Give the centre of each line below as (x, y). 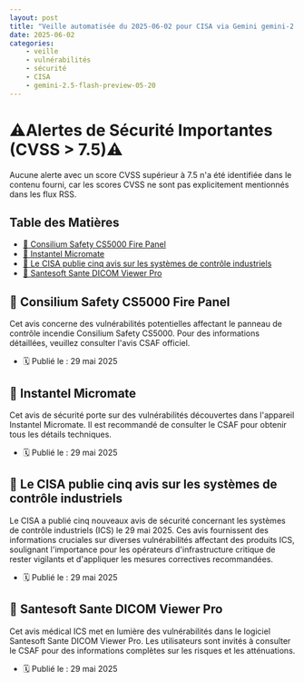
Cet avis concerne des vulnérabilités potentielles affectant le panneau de (146, 324)
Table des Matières (64, 222)
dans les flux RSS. (43, 194)
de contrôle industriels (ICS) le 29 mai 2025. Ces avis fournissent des (139, 530)
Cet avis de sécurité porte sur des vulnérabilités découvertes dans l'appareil (152, 415)
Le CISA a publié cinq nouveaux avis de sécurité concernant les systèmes (147, 520)
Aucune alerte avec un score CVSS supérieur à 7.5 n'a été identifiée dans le (151, 174)
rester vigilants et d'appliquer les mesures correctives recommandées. (142, 558)
